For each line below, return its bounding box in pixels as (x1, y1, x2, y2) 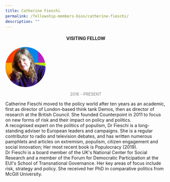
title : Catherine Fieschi (5, 8, 60, 13)
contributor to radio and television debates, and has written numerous (5, 133, 152, 139)
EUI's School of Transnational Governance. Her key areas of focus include (5, 160, 161, 166)
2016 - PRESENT (69, 92, 102, 97)
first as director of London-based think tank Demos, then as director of (5, 106, 155, 112)
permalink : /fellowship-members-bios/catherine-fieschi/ (5, 13, 129, 19)
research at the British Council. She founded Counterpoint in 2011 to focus (5, 112, 161, 118)
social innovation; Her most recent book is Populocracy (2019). (5, 144, 138, 150)
